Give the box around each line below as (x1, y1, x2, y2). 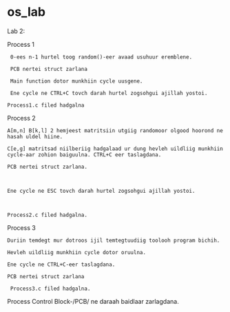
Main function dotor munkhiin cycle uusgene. (10, 77, 143, 85)
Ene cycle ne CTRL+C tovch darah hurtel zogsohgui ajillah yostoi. (10, 90, 208, 96)
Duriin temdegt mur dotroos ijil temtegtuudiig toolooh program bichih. (7, 237, 220, 244)
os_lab (7, 4, 46, 20)
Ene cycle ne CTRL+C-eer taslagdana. (7, 261, 116, 268)
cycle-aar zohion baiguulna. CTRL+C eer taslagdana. (7, 151, 162, 158)
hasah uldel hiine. (7, 133, 63, 140)
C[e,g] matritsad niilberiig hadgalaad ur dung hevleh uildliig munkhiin (7, 145, 224, 152)
